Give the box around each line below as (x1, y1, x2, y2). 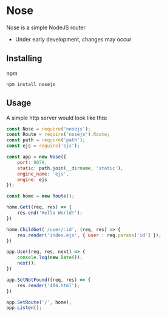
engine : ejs (17, 176, 47, 183)
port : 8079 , (17, 159, 47, 165)
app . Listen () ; (6, 305, 43, 311)
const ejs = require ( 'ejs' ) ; (6, 143, 80, 149)
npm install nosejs (6, 81, 56, 87)
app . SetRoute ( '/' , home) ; (6, 299, 72, 305)
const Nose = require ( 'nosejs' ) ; (6, 126, 91, 132)
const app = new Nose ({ (6, 154, 67, 160)
